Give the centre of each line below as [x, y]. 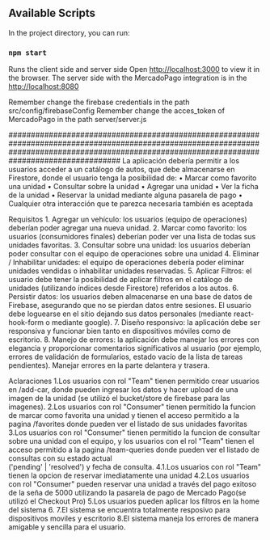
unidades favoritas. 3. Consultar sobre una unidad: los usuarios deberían [129, 245]
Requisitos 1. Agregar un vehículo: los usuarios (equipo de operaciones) [128, 219]
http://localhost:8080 [44, 86]
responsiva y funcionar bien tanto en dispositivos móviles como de [120, 331]
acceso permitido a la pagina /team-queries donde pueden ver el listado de [134, 450]
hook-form [26, 323]
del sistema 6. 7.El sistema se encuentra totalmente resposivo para [119, 510]
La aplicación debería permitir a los [181, 161]
